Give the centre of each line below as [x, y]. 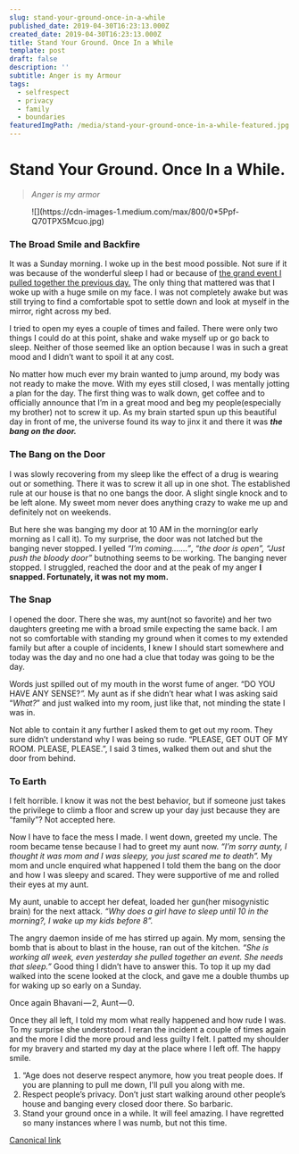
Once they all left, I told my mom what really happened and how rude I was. [148, 1020]
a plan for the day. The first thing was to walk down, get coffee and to [137, 393]
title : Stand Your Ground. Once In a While [91, 42]
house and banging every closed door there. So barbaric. [128, 1104]
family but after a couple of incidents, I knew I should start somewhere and [146, 648]
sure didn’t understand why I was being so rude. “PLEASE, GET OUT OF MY [149, 739]
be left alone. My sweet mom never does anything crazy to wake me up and [149, 502]
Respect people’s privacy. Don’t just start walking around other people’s [154, 1094]
